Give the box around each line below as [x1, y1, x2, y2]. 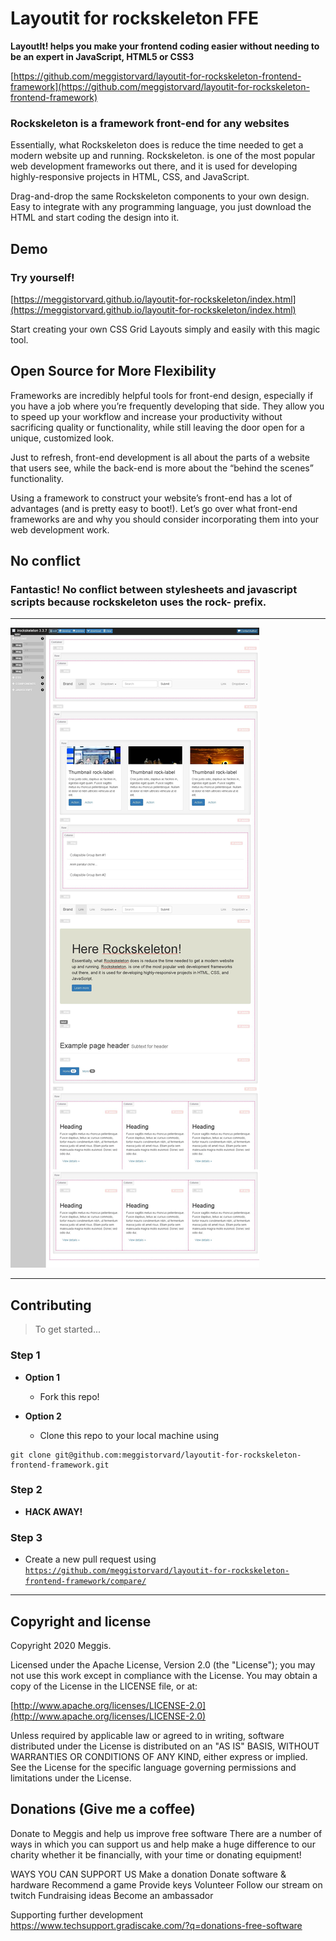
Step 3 [10, 1530, 43, 1544]
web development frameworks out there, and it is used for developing [10, 160, 298, 172]
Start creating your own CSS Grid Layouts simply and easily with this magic [10, 323, 321, 335]
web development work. [10, 523, 110, 536]
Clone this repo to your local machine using [39, 1429, 220, 1441]
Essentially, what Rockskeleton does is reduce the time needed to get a [10, 139, 304, 151]
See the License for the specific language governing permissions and [10, 1761, 297, 1773]
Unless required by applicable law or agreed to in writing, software [10, 1729, 285, 1741]
